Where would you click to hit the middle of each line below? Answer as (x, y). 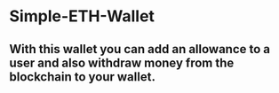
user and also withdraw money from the (122, 62)
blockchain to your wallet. (82, 77)
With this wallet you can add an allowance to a (140, 49)
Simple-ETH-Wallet (82, 16)
